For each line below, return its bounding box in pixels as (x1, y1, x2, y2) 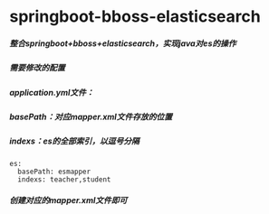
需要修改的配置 (9, 62, 65, 73)
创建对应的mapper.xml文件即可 (9, 195, 128, 206)
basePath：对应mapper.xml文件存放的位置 (9, 111, 173, 122)
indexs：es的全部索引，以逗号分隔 (9, 135, 140, 146)
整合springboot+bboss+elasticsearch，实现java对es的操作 (9, 38, 237, 49)
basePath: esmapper (17, 167, 91, 176)
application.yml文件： (9, 87, 95, 98)
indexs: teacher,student (17, 174, 111, 184)
